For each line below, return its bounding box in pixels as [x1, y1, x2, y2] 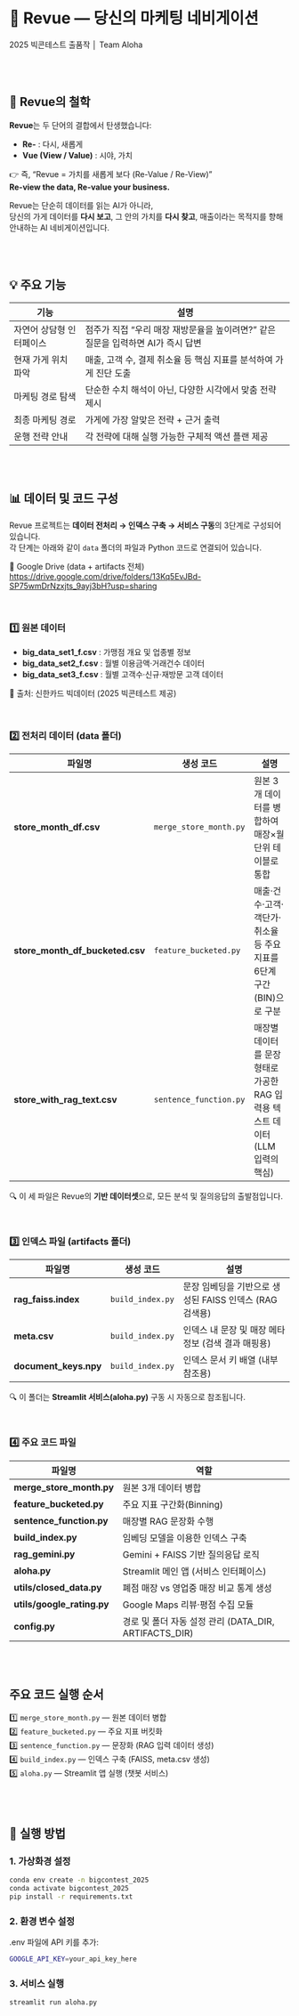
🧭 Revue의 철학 [9, 94, 91, 109]
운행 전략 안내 [13, 430, 69, 442]
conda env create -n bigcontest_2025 [9, 1875, 149, 1885]
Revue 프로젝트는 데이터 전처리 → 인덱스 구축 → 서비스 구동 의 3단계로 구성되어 [9, 520, 282, 530]
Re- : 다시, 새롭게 [21, 139, 83, 150]
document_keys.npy [13, 1360, 102, 1372]
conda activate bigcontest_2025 [9, 1883, 129, 1892]
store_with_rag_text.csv [13, 1093, 117, 1105]
